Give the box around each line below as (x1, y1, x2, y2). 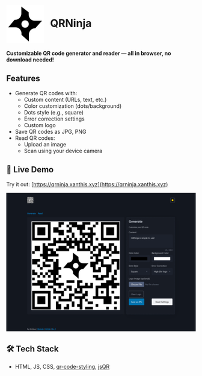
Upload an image (23, 140, 67, 148)
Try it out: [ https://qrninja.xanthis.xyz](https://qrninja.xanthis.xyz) (6, 180, 168, 188)
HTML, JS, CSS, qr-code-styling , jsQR (14, 363, 110, 370)
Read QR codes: (14, 134, 55, 142)
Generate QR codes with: (14, 89, 78, 96)
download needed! (6, 56, 54, 63)
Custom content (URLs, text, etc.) (23, 96, 107, 103)
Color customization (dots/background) (23, 102, 122, 110)
